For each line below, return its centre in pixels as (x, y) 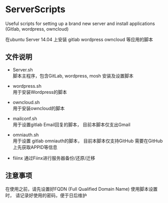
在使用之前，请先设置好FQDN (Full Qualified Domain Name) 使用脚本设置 (81, 189)
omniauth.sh (26, 135)
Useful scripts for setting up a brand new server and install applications (80, 23)
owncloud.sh (26, 102)
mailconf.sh (25, 118)
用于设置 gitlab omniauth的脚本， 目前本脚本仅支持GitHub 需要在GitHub (88, 141)
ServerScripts (35, 9)
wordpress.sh (27, 86)
